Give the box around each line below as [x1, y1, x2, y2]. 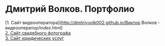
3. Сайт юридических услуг [5, 35, 64, 41]
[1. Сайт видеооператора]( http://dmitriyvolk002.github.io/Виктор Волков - [5, 20, 161, 25]
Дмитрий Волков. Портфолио [5, 3, 135, 15]
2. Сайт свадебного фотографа [5, 30, 71, 36]
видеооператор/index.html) [5, 24, 63, 30]
